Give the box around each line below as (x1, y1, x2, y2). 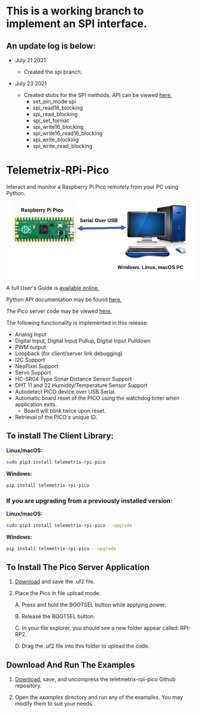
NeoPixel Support (14, 362, 59, 370)
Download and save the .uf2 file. (14, 578, 95, 585)
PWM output (14, 343, 46, 351)
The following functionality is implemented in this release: (6, 319, 149, 327)
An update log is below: (6, 41, 96, 51)
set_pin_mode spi (32, 98, 77, 105)
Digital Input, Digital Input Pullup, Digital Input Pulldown (14, 337, 151, 345)
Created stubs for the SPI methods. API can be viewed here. (23, 92, 172, 98)
